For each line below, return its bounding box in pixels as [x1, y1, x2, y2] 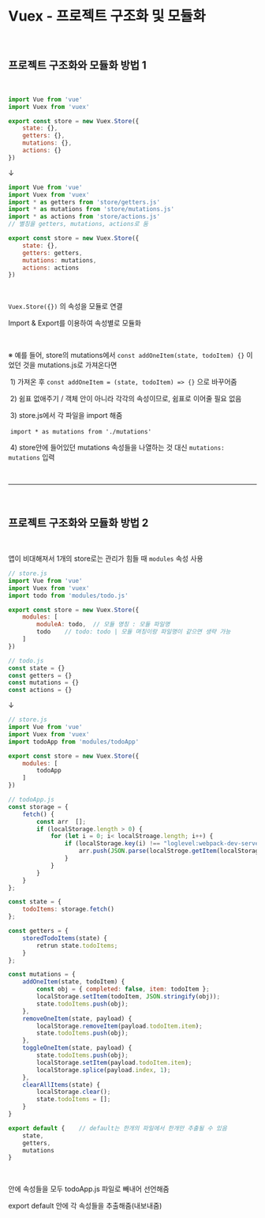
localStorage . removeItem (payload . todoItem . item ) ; [36, 1022, 203, 1030]
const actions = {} [8, 686, 73, 694]
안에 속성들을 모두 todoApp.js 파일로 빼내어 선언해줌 [8, 1184, 170, 1194]
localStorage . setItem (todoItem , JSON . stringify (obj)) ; [36, 993, 221, 1001]
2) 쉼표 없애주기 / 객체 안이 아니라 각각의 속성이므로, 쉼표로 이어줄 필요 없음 [9, 394, 242, 404]
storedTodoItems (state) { [22, 934, 108, 942]
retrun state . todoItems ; [36, 942, 118, 949]
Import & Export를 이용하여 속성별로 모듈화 [8, 318, 142, 328]
